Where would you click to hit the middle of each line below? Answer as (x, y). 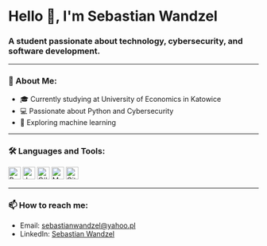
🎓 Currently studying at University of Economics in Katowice (120, 99)
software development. (54, 51)
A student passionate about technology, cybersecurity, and (126, 41)
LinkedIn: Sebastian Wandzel (67, 234)
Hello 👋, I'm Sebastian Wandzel (113, 16)
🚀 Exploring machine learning (68, 122)
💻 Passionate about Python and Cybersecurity (97, 111)
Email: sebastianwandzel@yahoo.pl (78, 225)
